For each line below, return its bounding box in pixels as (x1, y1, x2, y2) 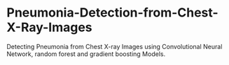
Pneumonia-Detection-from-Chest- (6, 5, 218, 21)
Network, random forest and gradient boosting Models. (6, 50, 166, 58)
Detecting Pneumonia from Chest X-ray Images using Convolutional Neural (6, 42, 223, 50)
